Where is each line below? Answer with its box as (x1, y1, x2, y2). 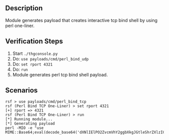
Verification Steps (5, 37, 63, 45)
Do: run (12, 66, 28, 72)
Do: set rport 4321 (12, 61, 53, 67)
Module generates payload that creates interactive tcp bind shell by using (5, 17, 157, 23)
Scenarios (5, 86, 38, 94)
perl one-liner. (5, 22, 35, 28)
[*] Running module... (5, 117, 53, 122)
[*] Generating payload (5, 121, 55, 126)
